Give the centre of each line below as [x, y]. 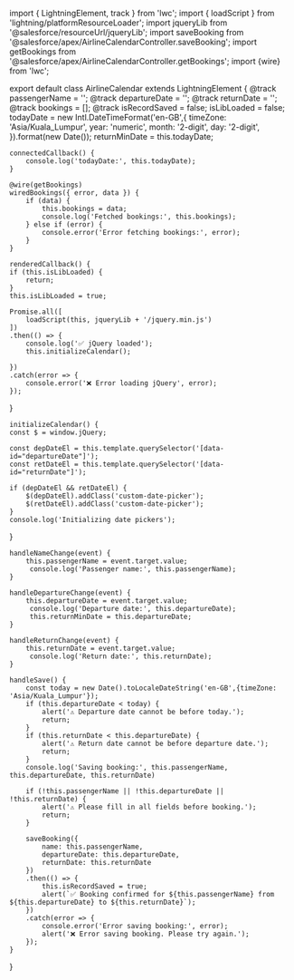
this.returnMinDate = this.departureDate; [111, 616]
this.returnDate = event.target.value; [101, 648]
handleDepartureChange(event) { [70, 593]
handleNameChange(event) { [60, 553]
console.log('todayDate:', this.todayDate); [111, 161]
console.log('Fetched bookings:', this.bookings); [139, 217]
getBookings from [43, 52]
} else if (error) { [64, 225]
